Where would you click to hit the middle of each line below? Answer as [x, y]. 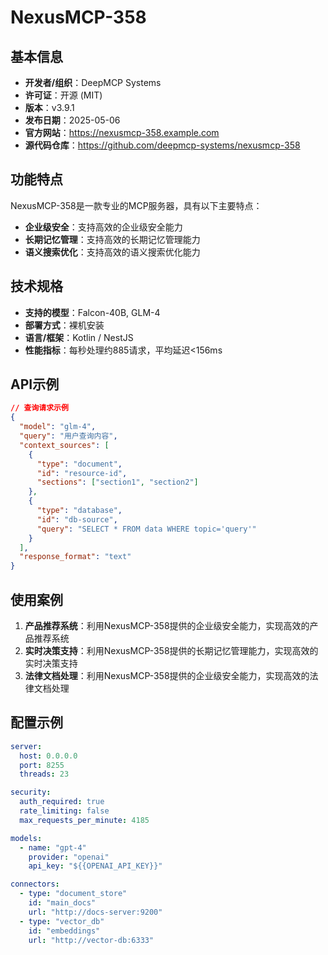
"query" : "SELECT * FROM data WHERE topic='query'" [146, 529]
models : [26, 838]
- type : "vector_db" [62, 921]
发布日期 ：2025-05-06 [72, 120]
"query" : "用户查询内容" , [68, 436]
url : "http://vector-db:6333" [91, 940]
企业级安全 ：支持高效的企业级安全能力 [103, 227]
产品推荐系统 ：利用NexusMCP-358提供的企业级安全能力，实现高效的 [167, 625]
